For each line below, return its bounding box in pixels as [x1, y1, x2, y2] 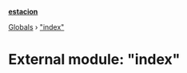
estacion [8, 7, 38, 16]
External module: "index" [8, 51, 181, 69]
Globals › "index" [8, 22, 65, 31]
